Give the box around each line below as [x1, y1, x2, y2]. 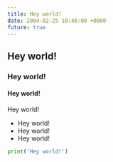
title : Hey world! [7, 10, 62, 18]
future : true [7, 24, 46, 31]
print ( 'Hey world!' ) [7, 148, 69, 155]
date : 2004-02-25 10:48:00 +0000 [7, 17, 107, 24]
